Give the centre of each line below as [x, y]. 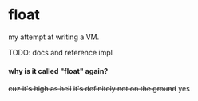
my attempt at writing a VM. [54, 37]
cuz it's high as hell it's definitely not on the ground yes [99, 89]
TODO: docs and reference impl [61, 52]
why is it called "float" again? [58, 71]
